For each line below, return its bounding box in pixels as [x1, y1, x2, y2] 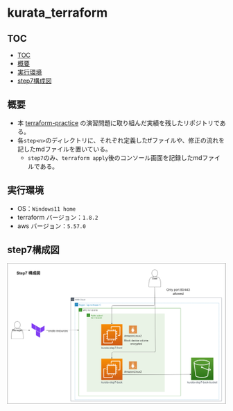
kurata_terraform [7, 5, 108, 21]
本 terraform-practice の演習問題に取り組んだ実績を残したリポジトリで [17, 118, 220, 127]
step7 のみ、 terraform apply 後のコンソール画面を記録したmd [27, 153, 202, 161]
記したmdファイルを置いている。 [17, 145, 112, 153]
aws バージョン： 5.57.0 [17, 221, 87, 230]
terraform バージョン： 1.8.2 [17, 213, 98, 221]
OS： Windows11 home [17, 204, 76, 213]
